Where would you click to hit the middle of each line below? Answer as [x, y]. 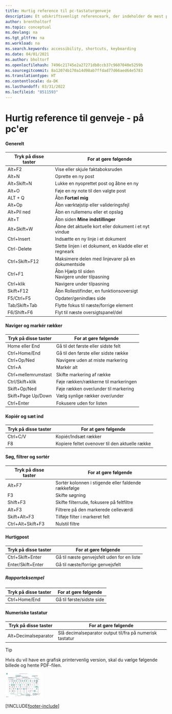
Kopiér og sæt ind [25, 416]
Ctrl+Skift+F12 [23, 261]
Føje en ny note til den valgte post [91, 190]
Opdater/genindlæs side [80, 298]
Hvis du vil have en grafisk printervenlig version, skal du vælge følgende [81, 660]
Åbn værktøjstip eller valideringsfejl [92, 205]
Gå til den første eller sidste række [92, 353]
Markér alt [67, 368]
